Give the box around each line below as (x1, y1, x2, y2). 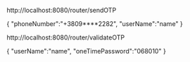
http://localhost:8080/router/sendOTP (6, 6, 117, 14)
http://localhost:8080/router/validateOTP (6, 33, 125, 42)
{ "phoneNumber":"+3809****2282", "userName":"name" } (6, 20, 184, 27)
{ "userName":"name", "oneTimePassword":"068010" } (6, 47, 166, 55)
